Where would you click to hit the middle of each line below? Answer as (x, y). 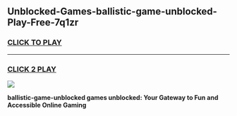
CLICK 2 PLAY (32, 69)
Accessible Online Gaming (47, 105)
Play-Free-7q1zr (43, 23)
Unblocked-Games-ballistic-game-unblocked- (112, 12)
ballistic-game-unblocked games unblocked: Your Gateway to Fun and (113, 97)
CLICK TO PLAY (35, 43)
